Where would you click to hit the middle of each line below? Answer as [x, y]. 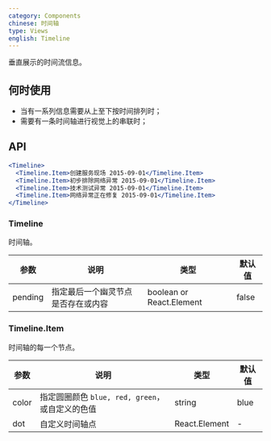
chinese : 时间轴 [34, 23]
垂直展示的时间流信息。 [47, 62]
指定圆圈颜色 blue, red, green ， [102, 397]
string [186, 402]
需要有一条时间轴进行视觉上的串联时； [83, 121]
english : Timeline [39, 38]
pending [28, 297]
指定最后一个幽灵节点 [92, 292]
